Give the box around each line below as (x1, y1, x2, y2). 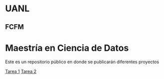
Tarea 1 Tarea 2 (5, 68, 37, 74)
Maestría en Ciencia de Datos (5, 42, 129, 53)
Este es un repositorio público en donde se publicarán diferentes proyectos (5, 59, 160, 65)
